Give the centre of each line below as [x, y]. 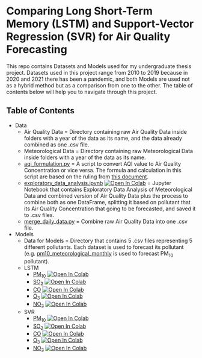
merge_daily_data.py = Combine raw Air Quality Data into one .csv [106, 221]
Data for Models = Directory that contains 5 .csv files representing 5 [108, 240]
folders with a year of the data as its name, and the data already [103, 138]
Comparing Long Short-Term [80, 11]
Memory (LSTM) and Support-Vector [100, 24]
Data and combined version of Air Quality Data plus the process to [106, 196]
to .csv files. [39, 215]
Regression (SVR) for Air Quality [88, 37]
